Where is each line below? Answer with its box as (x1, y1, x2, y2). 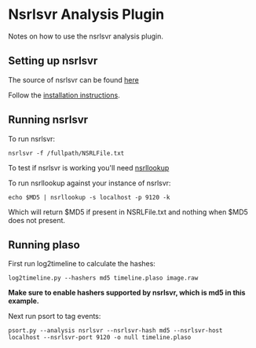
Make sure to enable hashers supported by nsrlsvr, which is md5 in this (8, 288, 246, 298)
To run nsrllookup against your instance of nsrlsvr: (8, 178, 171, 188)
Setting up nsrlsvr (8, 54, 98, 68)
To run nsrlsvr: (8, 134, 56, 143)
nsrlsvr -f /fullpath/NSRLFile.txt (8, 149, 125, 157)
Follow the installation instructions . (8, 90, 120, 100)
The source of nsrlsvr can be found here (8, 75, 139, 84)
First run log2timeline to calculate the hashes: (8, 259, 155, 269)
